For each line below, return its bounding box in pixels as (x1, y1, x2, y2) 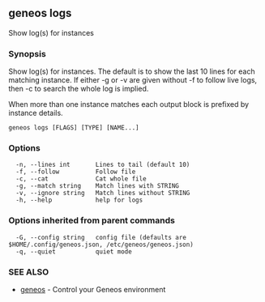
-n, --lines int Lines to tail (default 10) (15, 161, 190, 169)
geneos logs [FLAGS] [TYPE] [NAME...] (8, 124, 139, 132)
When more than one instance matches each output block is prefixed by (8, 100, 250, 109)
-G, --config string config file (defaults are (15, 233, 186, 241)
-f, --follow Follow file (15, 168, 136, 177)
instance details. (8, 108, 63, 118)
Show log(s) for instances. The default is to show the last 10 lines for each (8, 66, 255, 76)
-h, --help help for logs (15, 196, 143, 205)
